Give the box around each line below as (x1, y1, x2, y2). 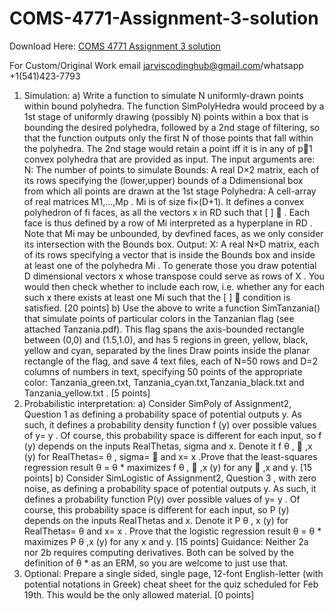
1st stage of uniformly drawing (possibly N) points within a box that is (23, 110, 309, 122)
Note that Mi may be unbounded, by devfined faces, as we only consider (23, 227, 324, 239)
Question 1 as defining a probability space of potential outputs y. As (23, 408, 302, 420)
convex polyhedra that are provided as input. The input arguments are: (23, 153, 316, 165)
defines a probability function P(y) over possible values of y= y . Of (23, 493, 301, 505)
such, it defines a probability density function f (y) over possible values (23, 418, 317, 431)
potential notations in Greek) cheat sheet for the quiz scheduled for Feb (23, 578, 319, 590)
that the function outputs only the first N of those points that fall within (23, 132, 314, 144)
